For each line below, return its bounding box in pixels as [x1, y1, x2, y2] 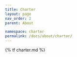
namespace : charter [5, 29, 45, 34]
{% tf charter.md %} [5, 47, 46, 53]
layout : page [5, 12, 31, 16]
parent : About [5, 20, 34, 26]
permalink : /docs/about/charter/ [5, 34, 73, 39]
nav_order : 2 [5, 16, 31, 21]
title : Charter [5, 7, 36, 12]
